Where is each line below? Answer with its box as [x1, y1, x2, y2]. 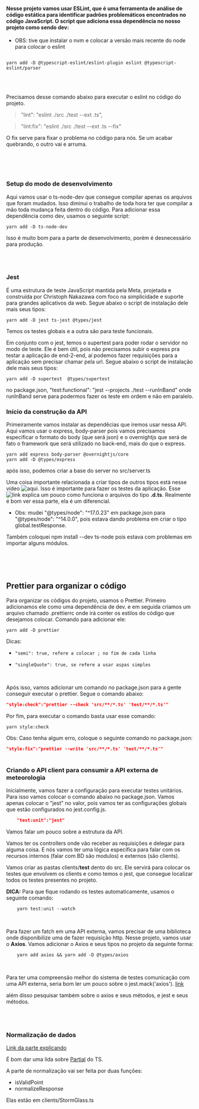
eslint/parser [6, 65, 42, 71]
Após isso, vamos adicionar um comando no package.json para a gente [6, 684, 182, 691]
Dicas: [6, 637, 22, 645]
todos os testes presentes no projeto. [6, 876, 98, 884]
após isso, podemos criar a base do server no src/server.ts [6, 467, 151, 474]
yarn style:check [6, 723, 49, 730]
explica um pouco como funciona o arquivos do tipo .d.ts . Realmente [21, 491, 191, 499]
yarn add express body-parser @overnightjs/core [6, 452, 129, 458]
